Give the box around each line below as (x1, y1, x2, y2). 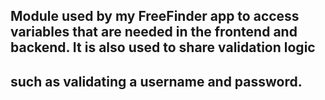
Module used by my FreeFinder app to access (10, 8, 300, 25)
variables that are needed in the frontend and (10, 24, 298, 41)
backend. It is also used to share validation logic (10, 39, 316, 56)
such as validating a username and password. (10, 73, 303, 90)
